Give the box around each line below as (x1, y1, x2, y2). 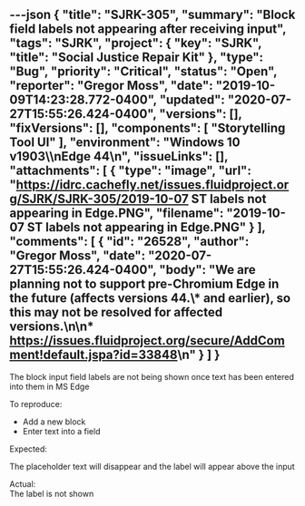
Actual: (9, 478, 36, 489)
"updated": (159, 92, 225, 108)
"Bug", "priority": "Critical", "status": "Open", (9, 63, 278, 80)
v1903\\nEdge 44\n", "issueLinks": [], (9, 149, 229, 164)
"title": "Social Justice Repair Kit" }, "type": (9, 50, 264, 65)
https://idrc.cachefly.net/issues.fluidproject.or (15, 177, 290, 193)
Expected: (9, 443, 48, 454)
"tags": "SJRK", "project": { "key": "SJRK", (9, 35, 262, 51)
